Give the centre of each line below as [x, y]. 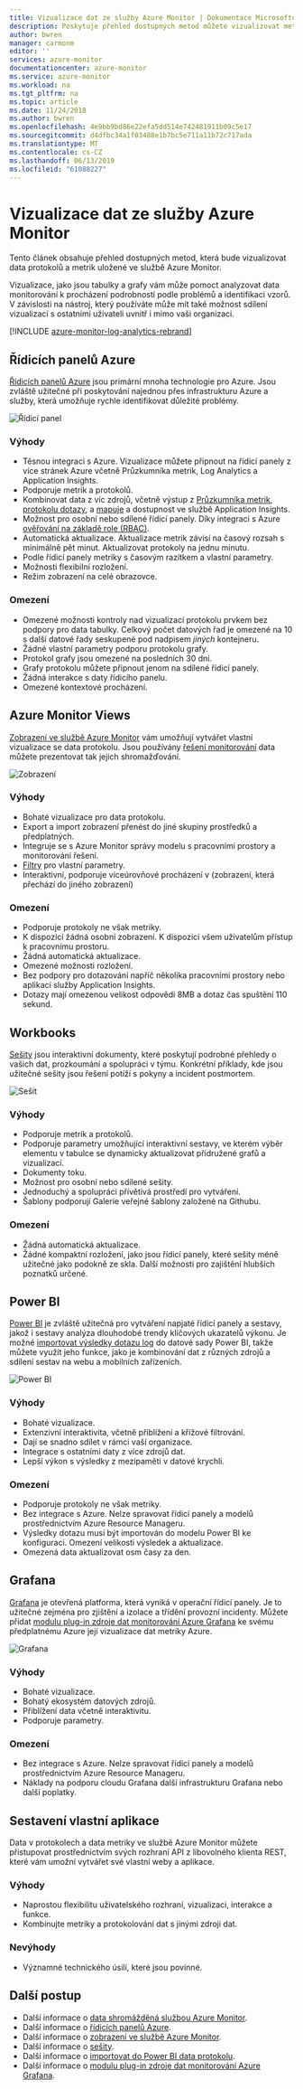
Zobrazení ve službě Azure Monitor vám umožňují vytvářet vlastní [131, 737]
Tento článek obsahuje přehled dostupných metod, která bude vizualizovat [148, 258]
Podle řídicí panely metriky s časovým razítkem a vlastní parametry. [148, 558]
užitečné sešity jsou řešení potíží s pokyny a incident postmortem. [132, 1073]
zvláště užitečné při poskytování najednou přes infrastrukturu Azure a [139, 391]
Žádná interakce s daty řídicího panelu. [95, 677]
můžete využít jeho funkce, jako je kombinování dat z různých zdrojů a [140, 1352]
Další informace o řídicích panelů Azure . [96, 2027]
